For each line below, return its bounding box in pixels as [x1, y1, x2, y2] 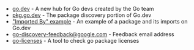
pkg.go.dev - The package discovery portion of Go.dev [12, 11, 152, 19]
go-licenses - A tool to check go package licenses [12, 37, 140, 44]
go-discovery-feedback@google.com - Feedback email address [12, 31, 174, 38]
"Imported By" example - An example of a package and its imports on [12, 18, 188, 25]
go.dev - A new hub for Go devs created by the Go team [12, 5, 154, 12]
